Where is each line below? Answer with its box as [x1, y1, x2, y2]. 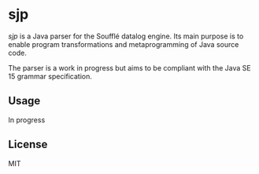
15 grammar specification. [8, 71, 93, 81]
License [8, 138, 48, 151]
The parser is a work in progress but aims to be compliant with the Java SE [8, 63, 251, 72]
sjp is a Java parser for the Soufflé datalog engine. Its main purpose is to [8, 31, 244, 41]
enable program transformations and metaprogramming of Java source [8, 39, 239, 49]
